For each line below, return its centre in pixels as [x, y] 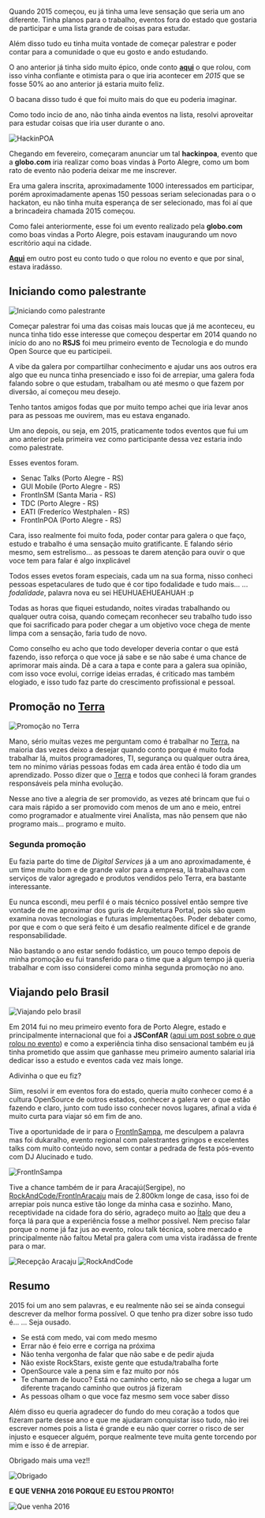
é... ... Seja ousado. [40, 1322]
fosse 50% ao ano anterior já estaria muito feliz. [87, 84]
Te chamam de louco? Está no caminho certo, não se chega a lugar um [136, 1379]
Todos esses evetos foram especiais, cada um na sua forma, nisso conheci [131, 575]
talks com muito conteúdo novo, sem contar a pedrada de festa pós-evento [132, 1148]
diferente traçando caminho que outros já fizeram [101, 1388]
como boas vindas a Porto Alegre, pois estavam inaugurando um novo [123, 235]
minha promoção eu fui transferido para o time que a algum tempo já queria [132, 959]
